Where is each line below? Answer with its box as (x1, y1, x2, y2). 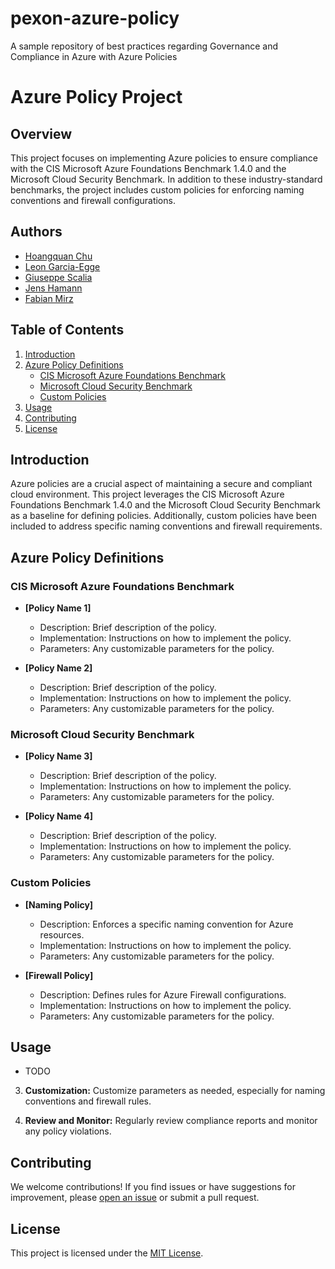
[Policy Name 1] (24, 602, 92, 614)
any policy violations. (24, 1125, 112, 1137)
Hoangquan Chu (24, 250, 93, 262)
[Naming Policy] (24, 898, 94, 911)
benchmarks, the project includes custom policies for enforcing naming (10, 183, 305, 196)
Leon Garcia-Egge (24, 260, 101, 272)
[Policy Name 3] (24, 750, 93, 762)
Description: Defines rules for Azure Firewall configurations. (39, 988, 287, 1001)
